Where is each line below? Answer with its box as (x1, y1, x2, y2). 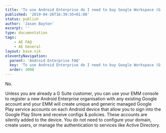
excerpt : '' (5, 26, 30, 31)
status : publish (5, 16, 39, 21)
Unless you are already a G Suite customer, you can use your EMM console (5, 90, 159, 96)
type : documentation (5, 30, 48, 35)
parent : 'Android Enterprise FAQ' (9, 58, 81, 63)
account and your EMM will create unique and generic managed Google (5, 101, 152, 107)
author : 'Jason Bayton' (5, 21, 55, 26)
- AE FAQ (14, 40, 32, 45)
